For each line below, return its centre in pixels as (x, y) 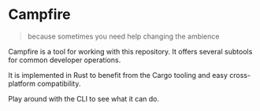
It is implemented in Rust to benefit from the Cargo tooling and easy (118, 75)
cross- (240, 75)
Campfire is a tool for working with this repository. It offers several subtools (130, 51)
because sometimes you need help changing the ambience (123, 36)
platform (22, 83)
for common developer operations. (65, 60)
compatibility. (59, 83)
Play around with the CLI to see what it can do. (84, 98)
